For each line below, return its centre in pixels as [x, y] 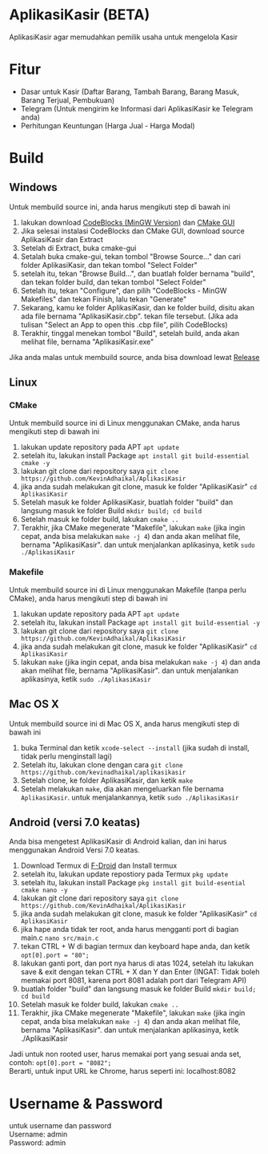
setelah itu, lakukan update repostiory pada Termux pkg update [124, 874]
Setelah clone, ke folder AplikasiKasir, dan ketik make [107, 780]
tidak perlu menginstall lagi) [66, 756]
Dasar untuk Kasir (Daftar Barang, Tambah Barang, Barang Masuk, [130, 91]
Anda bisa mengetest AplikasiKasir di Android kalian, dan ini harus [118, 842]
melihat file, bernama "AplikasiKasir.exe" [87, 342]
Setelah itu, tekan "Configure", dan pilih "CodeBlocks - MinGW [124, 290]
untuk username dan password [60, 1126]
